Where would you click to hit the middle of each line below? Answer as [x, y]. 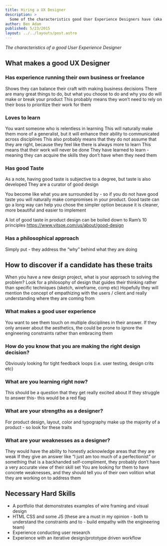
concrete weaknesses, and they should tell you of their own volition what [80, 472]
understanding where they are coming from [50, 298]
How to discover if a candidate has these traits [79, 265]
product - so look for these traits [39, 427]
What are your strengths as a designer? [54, 411]
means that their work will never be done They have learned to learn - [77, 150]
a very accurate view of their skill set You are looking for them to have [77, 467]
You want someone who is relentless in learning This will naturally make [79, 128]
